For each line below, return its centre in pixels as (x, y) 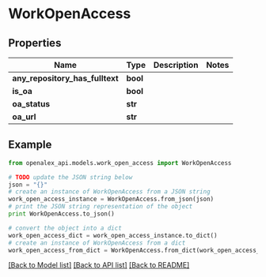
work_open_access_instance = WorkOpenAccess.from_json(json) (111, 199)
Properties (35, 43)
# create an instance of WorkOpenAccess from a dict (97, 243)
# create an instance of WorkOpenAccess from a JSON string (110, 192)
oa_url (24, 117)
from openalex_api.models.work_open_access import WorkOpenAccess (120, 163)
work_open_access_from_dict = (58, 250)
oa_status (31, 104)
